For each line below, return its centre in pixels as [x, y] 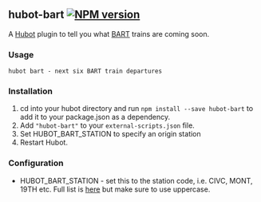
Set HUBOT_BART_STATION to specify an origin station [110, 134]
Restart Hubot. [43, 143]
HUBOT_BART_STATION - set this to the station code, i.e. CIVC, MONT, [136, 180]
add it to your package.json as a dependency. [95, 117]
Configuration [36, 163]
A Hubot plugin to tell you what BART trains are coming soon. [109, 34]
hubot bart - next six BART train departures [85, 71]
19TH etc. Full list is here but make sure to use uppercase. [115, 189]
